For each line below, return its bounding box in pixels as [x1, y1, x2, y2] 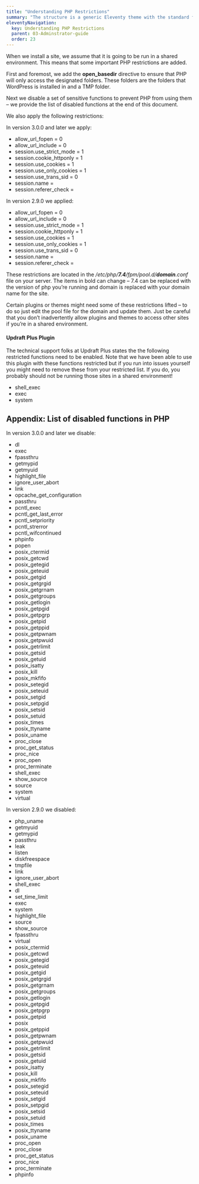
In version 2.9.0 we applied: [6, 197, 74, 204]
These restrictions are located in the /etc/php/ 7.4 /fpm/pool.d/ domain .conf [6, 271, 188, 278]
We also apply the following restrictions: [6, 112, 104, 119]
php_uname [14, 817, 44, 825]
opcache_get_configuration [14, 491, 82, 499]
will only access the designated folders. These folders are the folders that [6, 77, 186, 84]
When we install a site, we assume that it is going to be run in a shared [6, 53, 178, 59]
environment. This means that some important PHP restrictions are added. [6, 59, 188, 66]
